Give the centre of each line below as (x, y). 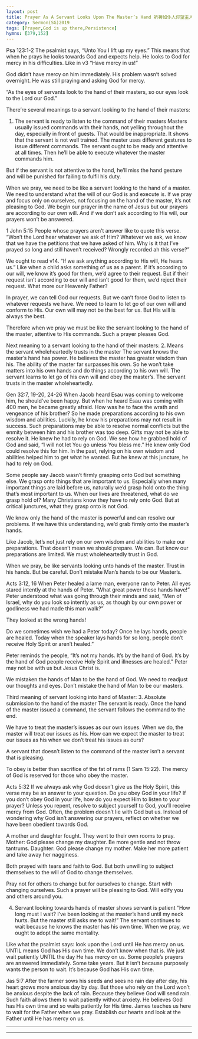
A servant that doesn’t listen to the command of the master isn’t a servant (95, 752)
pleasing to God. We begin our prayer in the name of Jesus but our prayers (97, 207)
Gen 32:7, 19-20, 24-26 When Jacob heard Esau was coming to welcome (95, 395)
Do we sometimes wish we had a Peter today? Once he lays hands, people (97, 632)
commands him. (34, 159)
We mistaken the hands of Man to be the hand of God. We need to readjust (97, 679)
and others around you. (34, 896)
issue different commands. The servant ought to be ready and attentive (101, 146)
